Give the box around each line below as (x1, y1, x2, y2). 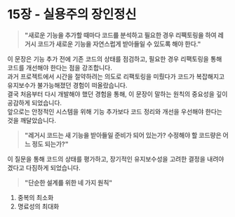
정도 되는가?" (31, 140, 69, 148)
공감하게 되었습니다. (7, 98, 62, 107)
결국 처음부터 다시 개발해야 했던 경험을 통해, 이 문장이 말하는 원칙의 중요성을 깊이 (7, 89, 228, 98)
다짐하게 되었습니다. (25, 163, 81, 172)
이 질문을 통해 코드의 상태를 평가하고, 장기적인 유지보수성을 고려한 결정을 (7, 154, 206, 163)
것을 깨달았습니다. (7, 116, 57, 124)
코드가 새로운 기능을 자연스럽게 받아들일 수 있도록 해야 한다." (37, 39, 201, 48)
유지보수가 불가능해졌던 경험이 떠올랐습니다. (7, 81, 128, 89)
